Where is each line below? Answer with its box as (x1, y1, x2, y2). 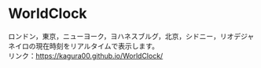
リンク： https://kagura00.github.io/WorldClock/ (8, 51, 164, 60)
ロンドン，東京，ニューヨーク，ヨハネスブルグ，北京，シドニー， (8, 31, 221, 41)
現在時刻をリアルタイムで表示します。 (35, 41, 160, 51)
